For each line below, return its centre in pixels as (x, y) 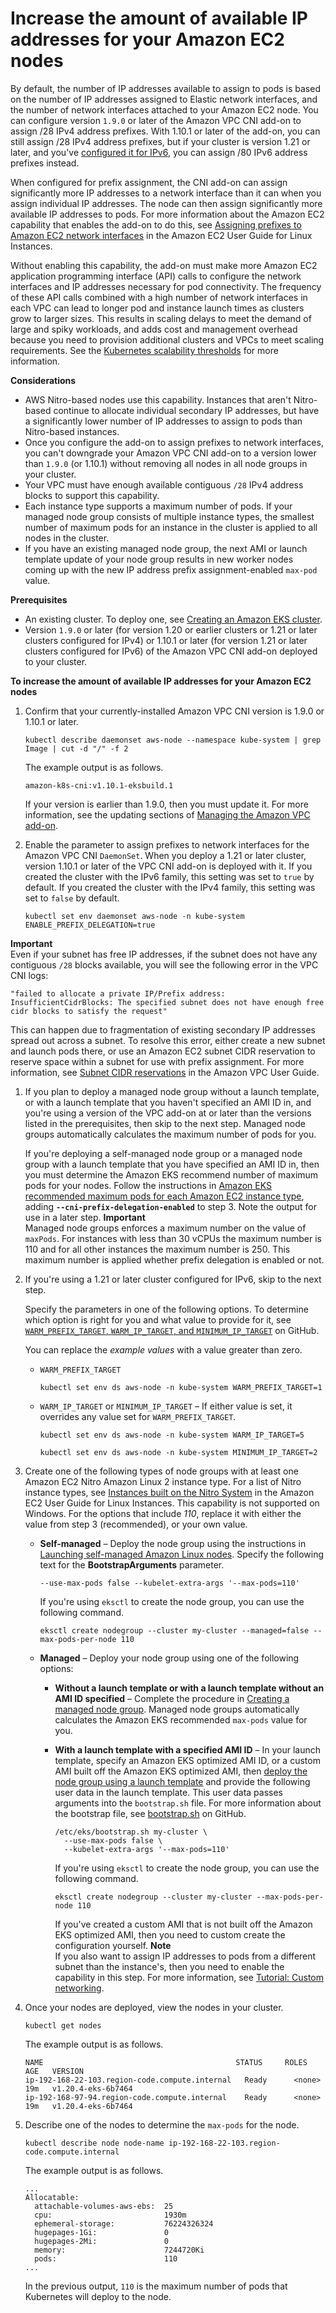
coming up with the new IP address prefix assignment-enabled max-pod (171, 569)
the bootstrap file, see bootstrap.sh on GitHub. (150, 1813)
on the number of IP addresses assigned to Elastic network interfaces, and (164, 99)
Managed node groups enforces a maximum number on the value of (165, 1228)
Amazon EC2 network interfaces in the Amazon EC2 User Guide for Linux (161, 235)
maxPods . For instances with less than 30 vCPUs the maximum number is (173, 1238)
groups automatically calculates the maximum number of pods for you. (170, 1134)
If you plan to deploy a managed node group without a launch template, (172, 1091)
